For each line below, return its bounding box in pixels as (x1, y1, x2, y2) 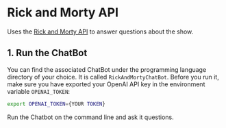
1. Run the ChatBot (7, 47, 88, 59)
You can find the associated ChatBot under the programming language (7, 65, 207, 73)
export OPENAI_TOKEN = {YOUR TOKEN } (7, 101, 106, 107)
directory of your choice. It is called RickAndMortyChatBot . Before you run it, (7, 73, 219, 81)
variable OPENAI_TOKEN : (7, 87, 71, 95)
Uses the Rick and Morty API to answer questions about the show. (7, 27, 194, 36)
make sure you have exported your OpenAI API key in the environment (7, 80, 205, 88)
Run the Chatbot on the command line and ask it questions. (7, 113, 175, 121)
